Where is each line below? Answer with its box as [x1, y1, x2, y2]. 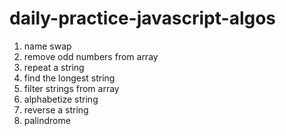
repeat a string [23, 61, 85, 73]
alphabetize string [23, 93, 99, 105]
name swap [23, 40, 72, 52]
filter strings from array [23, 82, 120, 94]
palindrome [23, 114, 71, 126]
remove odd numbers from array [23, 50, 159, 62]
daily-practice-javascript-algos [9, 7, 277, 30]
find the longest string [23, 72, 116, 84]
